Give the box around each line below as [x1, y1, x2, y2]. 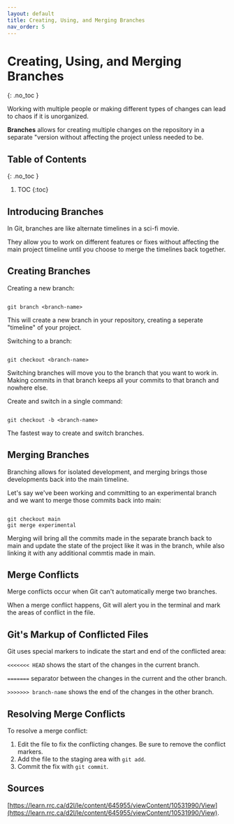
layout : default [7, 10, 54, 17]
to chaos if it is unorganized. [7, 112, 89, 121]
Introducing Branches [7, 205, 104, 217]
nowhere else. [7, 383, 48, 392]
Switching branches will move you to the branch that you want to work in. [7, 368, 219, 377]
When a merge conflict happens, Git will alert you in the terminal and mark [7, 601, 221, 610]
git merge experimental [7, 522, 77, 529]
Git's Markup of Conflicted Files [7, 628, 149, 640]
